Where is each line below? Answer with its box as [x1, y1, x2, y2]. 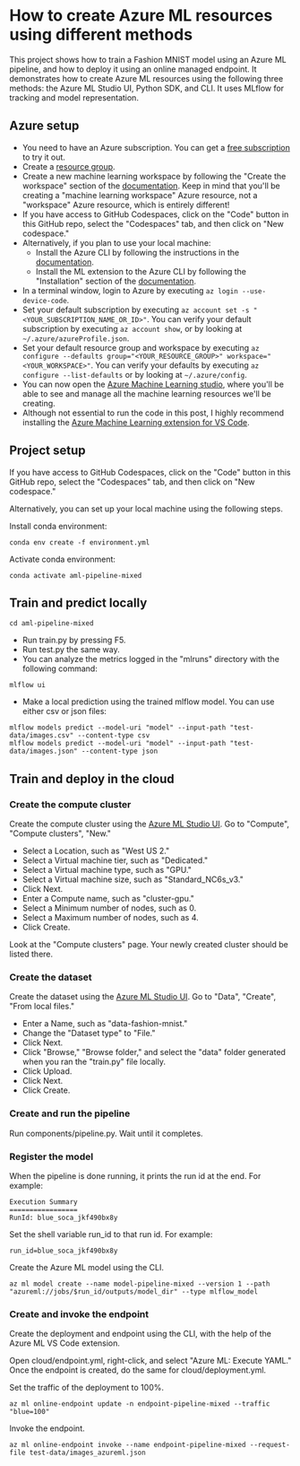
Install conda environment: [9, 520, 107, 531]
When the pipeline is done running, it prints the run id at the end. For [9, 1170, 261, 1181]
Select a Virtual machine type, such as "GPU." [21, 865, 193, 876]
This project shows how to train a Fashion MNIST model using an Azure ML [9, 54, 287, 65]
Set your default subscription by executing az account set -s [21, 304, 250, 315]
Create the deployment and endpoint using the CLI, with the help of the [9, 1329, 271, 1339]
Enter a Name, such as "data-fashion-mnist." [21, 1018, 188, 1029]
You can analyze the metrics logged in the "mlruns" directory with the [21, 654, 280, 665]
